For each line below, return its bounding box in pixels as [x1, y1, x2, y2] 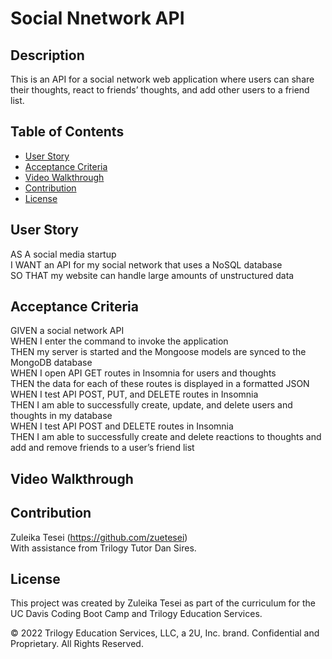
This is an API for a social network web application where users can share [10, 73, 315, 85]
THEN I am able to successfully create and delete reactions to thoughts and [10, 431, 322, 443]
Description [10, 47, 85, 64]
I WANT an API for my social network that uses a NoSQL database [10, 258, 283, 271]
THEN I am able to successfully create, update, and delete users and [10, 399, 293, 411]
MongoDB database [10, 357, 93, 369]
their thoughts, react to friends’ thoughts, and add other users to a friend [10, 84, 310, 96]
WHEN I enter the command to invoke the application [10, 335, 229, 347]
